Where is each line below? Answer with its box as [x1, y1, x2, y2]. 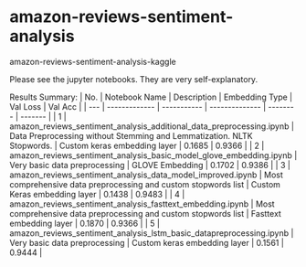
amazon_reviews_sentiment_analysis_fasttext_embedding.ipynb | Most [9, 198, 276, 209]
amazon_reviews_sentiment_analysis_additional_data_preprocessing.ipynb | [9, 121, 295, 132]
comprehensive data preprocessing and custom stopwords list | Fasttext [9, 208, 281, 219]
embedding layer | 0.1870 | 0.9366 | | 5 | [9, 218, 160, 229]
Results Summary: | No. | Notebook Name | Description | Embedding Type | [9, 91, 293, 102]
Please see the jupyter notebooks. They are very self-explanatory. [9, 73, 259, 84]
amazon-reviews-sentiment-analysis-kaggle [9, 56, 176, 67]
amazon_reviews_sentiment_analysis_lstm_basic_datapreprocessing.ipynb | [9, 227, 294, 239]
